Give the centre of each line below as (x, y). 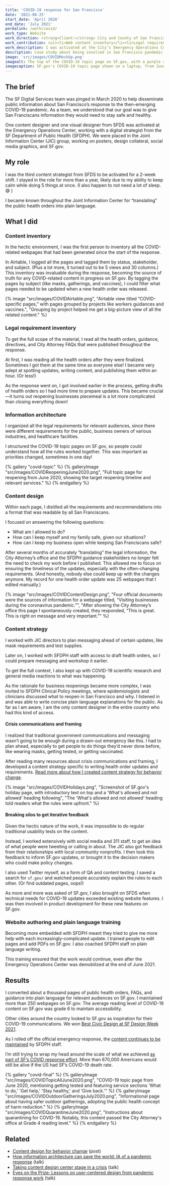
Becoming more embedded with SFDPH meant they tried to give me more (81, 933)
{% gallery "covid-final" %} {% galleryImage (51, 1075)
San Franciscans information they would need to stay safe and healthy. (79, 115)
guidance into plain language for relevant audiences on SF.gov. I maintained (84, 998)
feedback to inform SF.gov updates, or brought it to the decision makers (80, 857)
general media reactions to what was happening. (56, 676)
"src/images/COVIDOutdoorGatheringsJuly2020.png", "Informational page (82, 1096)
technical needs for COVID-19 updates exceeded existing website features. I (84, 898)
